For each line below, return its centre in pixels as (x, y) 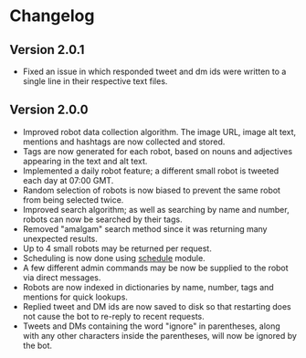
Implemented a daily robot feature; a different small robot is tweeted (151, 171)
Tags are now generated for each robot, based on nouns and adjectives (158, 151)
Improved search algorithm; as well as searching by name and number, (156, 209)
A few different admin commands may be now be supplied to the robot (156, 268)
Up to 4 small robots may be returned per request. (117, 248)
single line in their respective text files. (95, 81)
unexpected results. (60, 238)
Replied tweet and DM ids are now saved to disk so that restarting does (157, 306)
